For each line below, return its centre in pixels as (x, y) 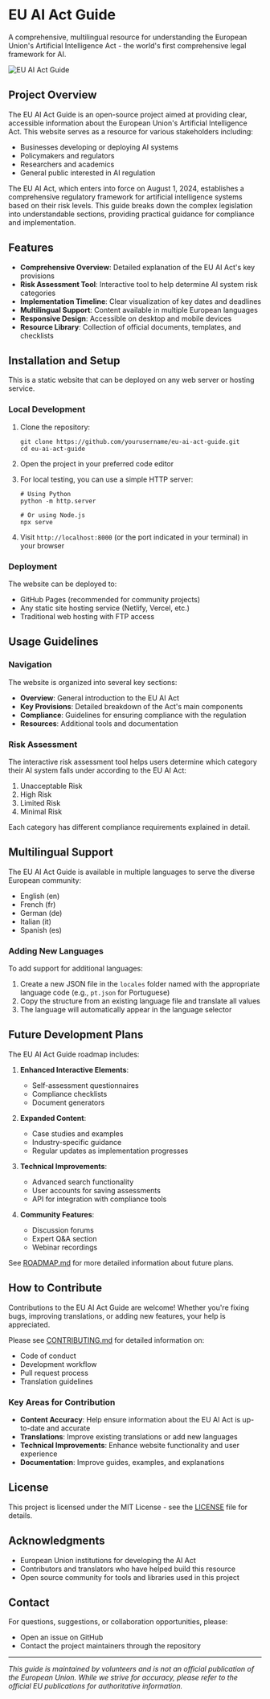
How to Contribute (55, 1288)
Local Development (47, 409)
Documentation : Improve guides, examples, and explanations (122, 1462)
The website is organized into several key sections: (93, 682)
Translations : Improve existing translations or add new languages (129, 1436)
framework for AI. (37, 54)
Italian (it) (36, 921)
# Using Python (45, 494)
